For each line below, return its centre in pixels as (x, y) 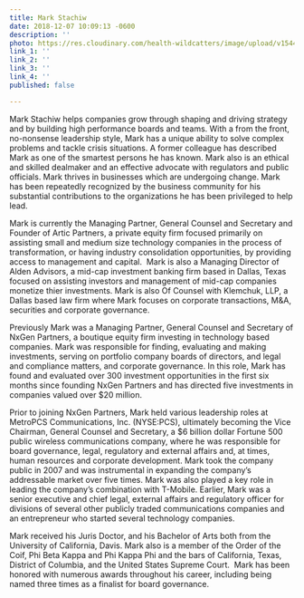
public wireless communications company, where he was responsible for (145, 441)
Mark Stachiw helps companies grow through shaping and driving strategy (148, 119)
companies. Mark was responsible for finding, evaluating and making (138, 346)
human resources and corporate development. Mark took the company (142, 460)
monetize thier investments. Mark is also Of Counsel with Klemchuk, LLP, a (149, 290)
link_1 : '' (30, 52)
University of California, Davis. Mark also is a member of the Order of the (145, 545)
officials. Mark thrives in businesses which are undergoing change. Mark (145, 177)
